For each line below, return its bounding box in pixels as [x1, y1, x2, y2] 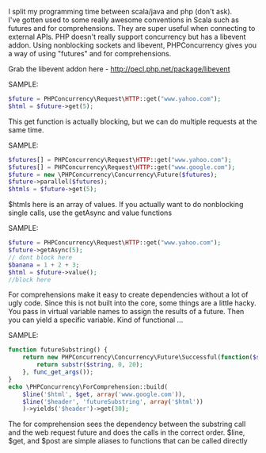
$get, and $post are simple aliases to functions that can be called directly [8, 436, 248, 446]
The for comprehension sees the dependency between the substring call [8, 420, 246, 429]
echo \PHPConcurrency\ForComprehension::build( [8, 382, 169, 391]
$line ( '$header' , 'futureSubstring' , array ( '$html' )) [22, 397, 203, 405]
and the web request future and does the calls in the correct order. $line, [8, 428, 245, 437]
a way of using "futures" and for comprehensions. [8, 49, 172, 58]
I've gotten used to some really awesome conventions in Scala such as [8, 15, 239, 25]
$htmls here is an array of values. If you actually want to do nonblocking [8, 200, 244, 209]
